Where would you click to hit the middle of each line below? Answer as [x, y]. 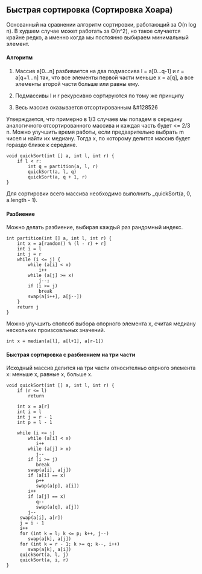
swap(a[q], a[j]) [58, 507]
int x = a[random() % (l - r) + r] [62, 244]
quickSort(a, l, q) [52, 172]
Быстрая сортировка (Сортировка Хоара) [90, 10]
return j [28, 307]
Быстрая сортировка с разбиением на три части [71, 354]
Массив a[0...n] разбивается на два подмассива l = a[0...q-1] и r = [99, 71]
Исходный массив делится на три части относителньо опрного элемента [101, 368]
